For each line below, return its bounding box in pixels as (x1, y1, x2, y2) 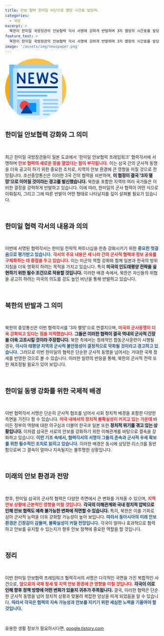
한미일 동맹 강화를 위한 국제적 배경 (5, 387, 102, 395)
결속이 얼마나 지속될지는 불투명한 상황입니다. (27, 447, 112, 453)
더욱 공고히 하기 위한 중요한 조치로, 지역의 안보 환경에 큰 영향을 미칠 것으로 (10, 166, 152, 172)
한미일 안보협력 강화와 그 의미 (5, 130, 88, 139)
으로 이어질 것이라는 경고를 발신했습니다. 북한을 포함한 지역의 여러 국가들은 (10, 178, 152, 184)
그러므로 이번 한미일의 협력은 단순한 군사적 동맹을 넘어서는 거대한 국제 (19, 349, 152, 355)
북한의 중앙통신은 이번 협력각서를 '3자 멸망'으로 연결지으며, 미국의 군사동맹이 (5, 325, 151, 331)
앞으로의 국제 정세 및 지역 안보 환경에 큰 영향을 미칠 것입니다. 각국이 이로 (19, 581, 155, 587)
